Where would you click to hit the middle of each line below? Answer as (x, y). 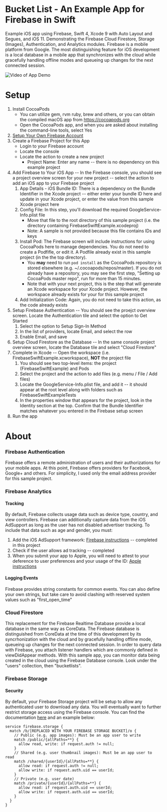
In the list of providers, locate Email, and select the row (76, 331)
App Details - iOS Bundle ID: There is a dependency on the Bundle (87, 188)
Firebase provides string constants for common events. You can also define (83, 589)
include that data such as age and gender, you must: (59, 530)
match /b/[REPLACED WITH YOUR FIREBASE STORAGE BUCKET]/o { (73, 731)
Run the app (25, 416)
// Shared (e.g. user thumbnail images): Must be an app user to (83, 753)
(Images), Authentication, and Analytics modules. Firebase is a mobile (77, 44)
